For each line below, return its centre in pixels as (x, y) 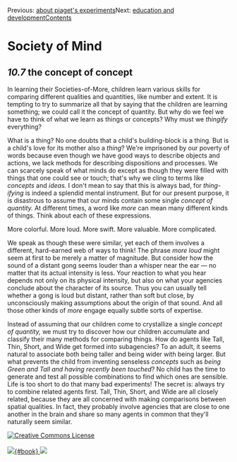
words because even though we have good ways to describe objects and (114, 155)
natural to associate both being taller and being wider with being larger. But (116, 354)
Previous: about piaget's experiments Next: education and (91, 10)
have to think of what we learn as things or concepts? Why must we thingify (117, 119)
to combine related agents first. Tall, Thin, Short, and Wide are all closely (113, 392)
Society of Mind (55, 46)
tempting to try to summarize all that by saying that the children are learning (117, 104)
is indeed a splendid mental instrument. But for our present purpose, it (127, 193)
